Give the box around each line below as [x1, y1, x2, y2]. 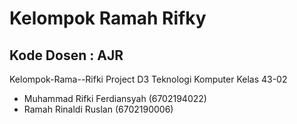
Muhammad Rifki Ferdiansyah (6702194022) [23, 93, 207, 104]
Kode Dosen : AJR [9, 47, 124, 64]
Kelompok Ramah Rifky [9, 7, 207, 30]
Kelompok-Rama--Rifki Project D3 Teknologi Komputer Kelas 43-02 [9, 73, 288, 85]
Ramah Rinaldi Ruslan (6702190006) [23, 103, 174, 115]
